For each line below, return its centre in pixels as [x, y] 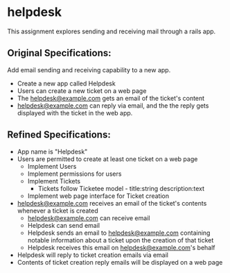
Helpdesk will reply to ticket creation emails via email [92, 255]
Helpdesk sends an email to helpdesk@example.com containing [119, 233]
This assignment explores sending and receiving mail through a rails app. [112, 31]
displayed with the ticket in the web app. [75, 113]
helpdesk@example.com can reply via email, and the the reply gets [113, 106]
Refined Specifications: [59, 135]
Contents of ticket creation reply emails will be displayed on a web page [120, 262]
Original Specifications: [60, 53]
